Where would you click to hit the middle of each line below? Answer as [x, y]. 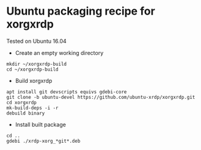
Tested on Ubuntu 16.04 [37, 41]
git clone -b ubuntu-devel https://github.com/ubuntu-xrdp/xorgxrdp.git [101, 97]
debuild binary [26, 113]
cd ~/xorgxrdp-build [33, 69]
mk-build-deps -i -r [33, 108]
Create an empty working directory [59, 52]
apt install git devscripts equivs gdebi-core [67, 92]
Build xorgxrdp [34, 80]
